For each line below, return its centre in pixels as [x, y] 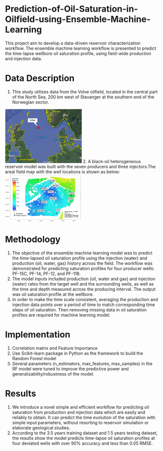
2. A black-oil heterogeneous [112, 161]
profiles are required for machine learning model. [61, 315]
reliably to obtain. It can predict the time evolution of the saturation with [84, 417]
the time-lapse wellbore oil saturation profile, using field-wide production [78, 53]
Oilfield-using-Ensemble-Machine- [78, 19]
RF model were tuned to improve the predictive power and [70, 369]
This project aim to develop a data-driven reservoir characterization [73, 43]
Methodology [33, 239]
